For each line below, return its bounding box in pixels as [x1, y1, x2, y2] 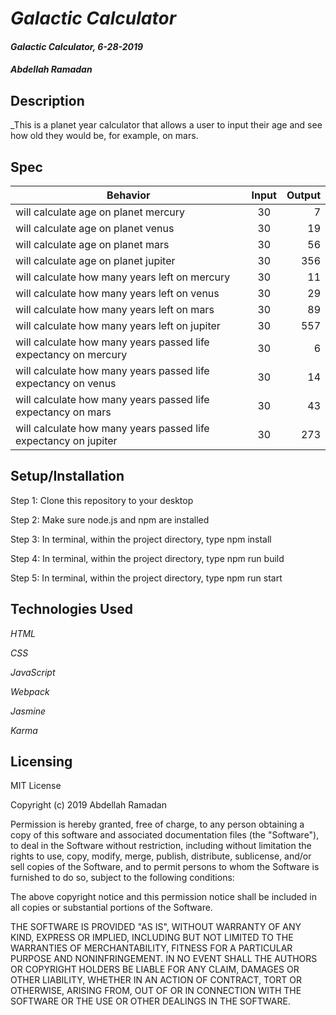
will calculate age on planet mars [15, 238, 170, 251]
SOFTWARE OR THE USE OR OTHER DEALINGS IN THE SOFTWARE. [10, 995, 291, 1007]
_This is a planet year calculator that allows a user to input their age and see [10, 119, 323, 131]
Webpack [10, 685, 50, 697]
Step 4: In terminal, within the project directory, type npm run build [10, 552, 285, 564]
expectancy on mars [15, 405, 112, 419]
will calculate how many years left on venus [15, 287, 220, 300]
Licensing [10, 753, 73, 771]
